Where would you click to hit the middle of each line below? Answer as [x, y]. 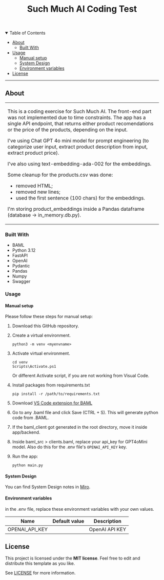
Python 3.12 [24, 250]
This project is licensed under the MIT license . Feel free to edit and [73, 558]
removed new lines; [38, 192]
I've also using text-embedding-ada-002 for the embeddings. [80, 163]
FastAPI [20, 256]
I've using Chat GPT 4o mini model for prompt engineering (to [78, 140]
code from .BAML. [31, 418]
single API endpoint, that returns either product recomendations [81, 123]
